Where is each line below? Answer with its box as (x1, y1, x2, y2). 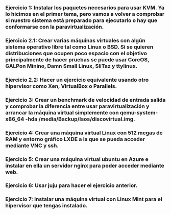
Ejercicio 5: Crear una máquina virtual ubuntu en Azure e (5, 155, 149, 162)
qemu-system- (119, 109, 158, 116)
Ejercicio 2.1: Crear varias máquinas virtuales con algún (5, 37, 145, 44)
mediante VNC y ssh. (5, 142, 59, 149)
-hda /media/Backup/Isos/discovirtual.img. (25, 115, 135, 123)
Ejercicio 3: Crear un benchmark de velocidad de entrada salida (5, 96, 166, 103)
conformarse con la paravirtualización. (5, 23, 104, 30)
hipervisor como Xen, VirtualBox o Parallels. (5, 82, 117, 89)
